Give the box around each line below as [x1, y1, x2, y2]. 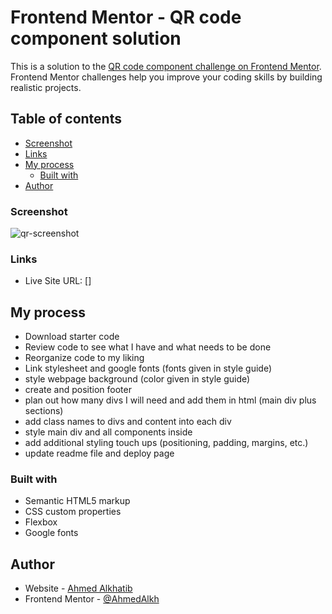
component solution [10, 27, 182, 50]
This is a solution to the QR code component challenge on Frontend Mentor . [10, 60, 322, 72]
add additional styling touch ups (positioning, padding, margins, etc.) [24, 437, 309, 449]
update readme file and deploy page [24, 447, 175, 460]
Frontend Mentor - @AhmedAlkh [24, 593, 160, 605]
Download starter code [24, 331, 120, 343]
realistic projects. [10, 81, 82, 93]
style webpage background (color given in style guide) [24, 373, 251, 385]
